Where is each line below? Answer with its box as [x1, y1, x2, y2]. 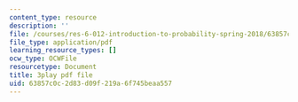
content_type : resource [9, 12, 98, 22]
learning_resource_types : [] [9, 46, 117, 55]
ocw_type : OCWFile [9, 54, 77, 63]
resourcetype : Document [9, 63, 98, 72]
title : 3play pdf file [9, 71, 93, 80]
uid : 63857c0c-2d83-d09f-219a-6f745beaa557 [9, 79, 173, 88]
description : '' [9, 21, 69, 30]
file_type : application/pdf [9, 37, 114, 47]
